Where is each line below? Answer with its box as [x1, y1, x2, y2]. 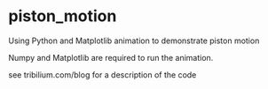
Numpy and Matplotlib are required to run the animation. [8, 52, 214, 63]
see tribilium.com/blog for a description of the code [8, 69, 197, 80]
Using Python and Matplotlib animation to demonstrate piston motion [8, 35, 260, 46]
